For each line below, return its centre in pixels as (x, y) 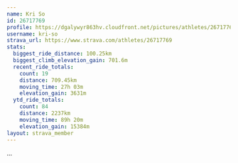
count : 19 (34, 73)
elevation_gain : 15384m (55, 126)
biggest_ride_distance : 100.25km (63, 54)
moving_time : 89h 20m (51, 120)
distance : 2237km (45, 113)
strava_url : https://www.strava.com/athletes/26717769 (90, 41)
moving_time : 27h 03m (51, 87)
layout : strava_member (40, 133)
